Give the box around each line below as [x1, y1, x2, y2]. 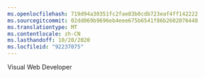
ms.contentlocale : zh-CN [7, 30, 81, 38]
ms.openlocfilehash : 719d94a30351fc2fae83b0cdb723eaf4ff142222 [7, 10, 199, 18]
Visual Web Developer [7, 63, 72, 71]
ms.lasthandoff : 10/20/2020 [7, 37, 91, 44]
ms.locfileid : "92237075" [7, 43, 84, 50]
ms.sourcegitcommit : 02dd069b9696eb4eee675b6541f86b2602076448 [7, 17, 199, 24]
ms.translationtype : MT [7, 23, 78, 30]
